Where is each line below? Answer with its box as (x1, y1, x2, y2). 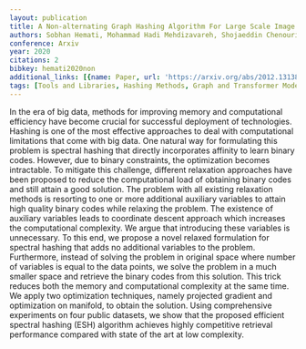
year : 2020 (9, 47, 51, 56)
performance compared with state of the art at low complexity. (9, 329, 244, 340)
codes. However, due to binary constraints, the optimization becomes (9, 154, 270, 165)
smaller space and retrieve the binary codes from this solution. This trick (9, 271, 281, 282)
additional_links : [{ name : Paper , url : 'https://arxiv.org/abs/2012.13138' (9, 73, 303, 82)
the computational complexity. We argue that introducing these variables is (9, 222, 291, 233)
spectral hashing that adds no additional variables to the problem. (9, 241, 256, 252)
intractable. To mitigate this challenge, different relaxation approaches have (9, 164, 293, 175)
